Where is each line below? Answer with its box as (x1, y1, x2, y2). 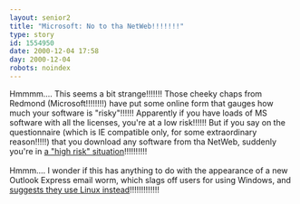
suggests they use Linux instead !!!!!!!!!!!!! (9, 184, 160, 195)
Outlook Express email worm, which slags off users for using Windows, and (9, 174, 292, 185)
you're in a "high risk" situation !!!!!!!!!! (9, 145, 148, 156)
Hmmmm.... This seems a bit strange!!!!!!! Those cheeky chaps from (9, 88, 263, 99)
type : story (9, 30, 54, 39)
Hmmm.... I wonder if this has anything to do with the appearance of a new (9, 164, 288, 176)
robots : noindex (9, 64, 71, 73)
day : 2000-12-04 (9, 55, 71, 64)
